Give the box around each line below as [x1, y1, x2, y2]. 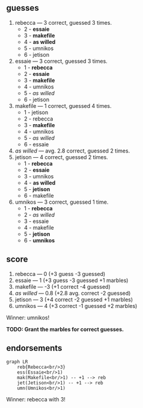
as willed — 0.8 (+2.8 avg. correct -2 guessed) [14, 289, 131, 297]
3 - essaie [23, 218, 49, 225]
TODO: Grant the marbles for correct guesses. [6, 325, 124, 333]
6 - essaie [23, 140, 49, 148]
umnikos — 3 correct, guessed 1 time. [14, 198, 109, 206]
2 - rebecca [23, 115, 53, 122]
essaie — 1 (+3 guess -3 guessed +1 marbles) [14, 277, 129, 284]
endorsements [6, 343, 62, 353]
